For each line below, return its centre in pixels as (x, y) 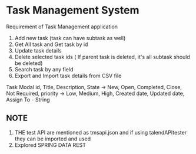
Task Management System (73, 10)
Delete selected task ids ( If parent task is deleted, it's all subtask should (102, 57)
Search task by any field (44, 69)
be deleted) (29, 63)
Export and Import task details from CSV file (68, 76)
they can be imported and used (53, 139)
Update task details (38, 50)
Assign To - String (28, 99)
